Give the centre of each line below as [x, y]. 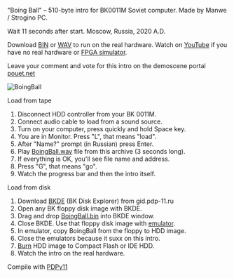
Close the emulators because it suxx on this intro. [89, 238]
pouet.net [21, 73]
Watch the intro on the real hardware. [71, 253]
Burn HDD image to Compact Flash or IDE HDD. [86, 246]
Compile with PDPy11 [37, 267]
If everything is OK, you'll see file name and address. [94, 159]
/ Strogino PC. [27, 18]
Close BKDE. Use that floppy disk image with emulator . [96, 223]
